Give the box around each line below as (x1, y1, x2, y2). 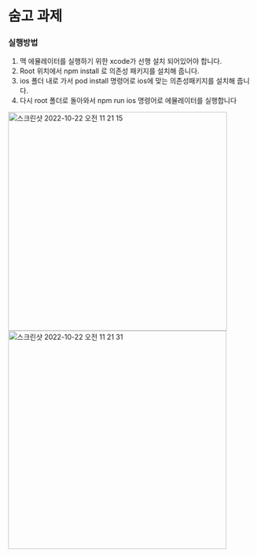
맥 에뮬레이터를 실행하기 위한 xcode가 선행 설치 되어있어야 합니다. (19, 57, 222, 66)
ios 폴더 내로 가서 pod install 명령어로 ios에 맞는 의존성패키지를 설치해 (19, 76, 236, 86)
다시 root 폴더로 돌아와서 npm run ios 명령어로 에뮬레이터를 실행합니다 (19, 96, 237, 105)
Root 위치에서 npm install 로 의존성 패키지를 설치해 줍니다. (19, 66, 200, 76)
